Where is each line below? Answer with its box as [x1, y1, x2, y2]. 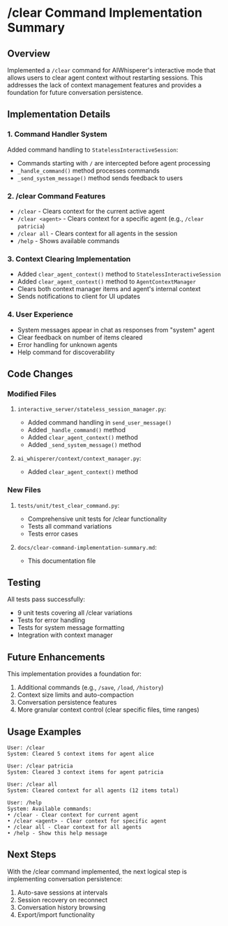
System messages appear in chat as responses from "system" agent [17, 325, 215, 334]
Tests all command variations [27, 522, 112, 530]
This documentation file [27, 557, 96, 565]
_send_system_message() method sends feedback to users [17, 173, 183, 182]
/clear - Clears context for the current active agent [17, 207, 165, 215]
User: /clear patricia [7, 763, 73, 770]
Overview [7, 47, 51, 59]
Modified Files [7, 389, 57, 399]
